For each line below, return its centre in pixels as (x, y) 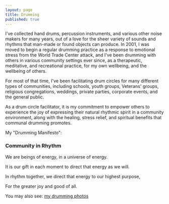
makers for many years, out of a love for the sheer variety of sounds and (80, 39)
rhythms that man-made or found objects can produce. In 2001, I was (77, 44)
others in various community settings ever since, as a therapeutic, (74, 61)
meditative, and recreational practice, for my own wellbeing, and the (76, 66)
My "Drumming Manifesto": (34, 133)
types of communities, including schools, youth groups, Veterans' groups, (82, 86)
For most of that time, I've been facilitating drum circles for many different (82, 81)
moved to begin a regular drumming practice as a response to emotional (80, 50)
